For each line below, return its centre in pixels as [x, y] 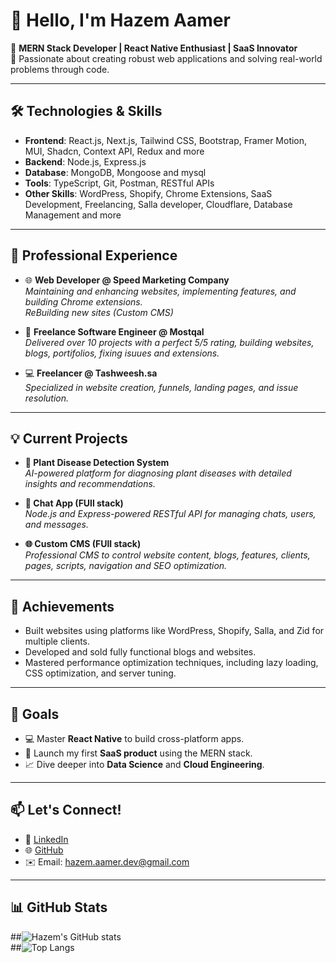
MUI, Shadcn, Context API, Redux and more [114, 151]
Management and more [73, 215]
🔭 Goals [35, 714]
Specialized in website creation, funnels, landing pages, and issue [161, 387]
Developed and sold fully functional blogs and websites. [140, 652]
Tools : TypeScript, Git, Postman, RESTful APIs [119, 183]
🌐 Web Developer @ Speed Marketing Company [127, 280]
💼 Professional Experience [94, 255]
